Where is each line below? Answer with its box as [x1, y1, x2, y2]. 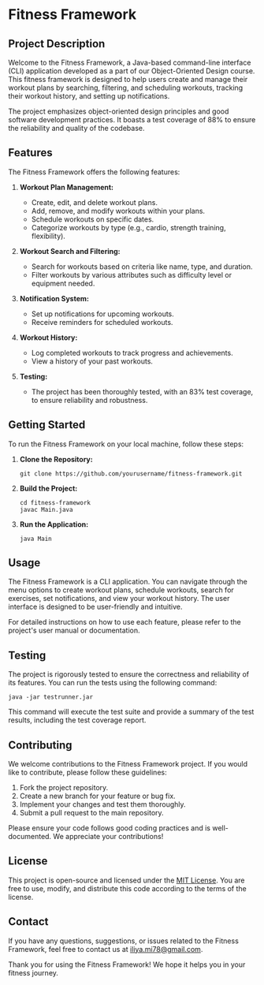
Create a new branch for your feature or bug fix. [19, 791, 176, 801]
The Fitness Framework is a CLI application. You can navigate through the [8, 577, 248, 587]
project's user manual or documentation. [8, 625, 140, 636]
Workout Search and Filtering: [19, 246, 121, 256]
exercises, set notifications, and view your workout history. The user [8, 594, 230, 603]
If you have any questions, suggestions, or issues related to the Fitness [8, 936, 239, 946]
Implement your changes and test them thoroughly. [19, 800, 187, 809]
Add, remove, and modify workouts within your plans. [31, 206, 206, 215]
